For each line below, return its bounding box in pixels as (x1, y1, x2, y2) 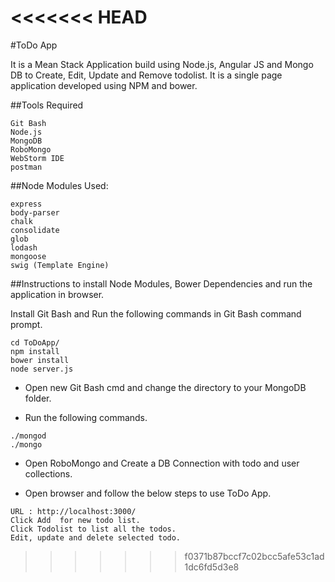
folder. (24, 392, 52, 404)
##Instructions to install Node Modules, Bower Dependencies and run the (10, 277, 313, 290)
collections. (24, 467, 73, 480)
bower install (10, 355, 70, 365)
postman (10, 162, 43, 172)
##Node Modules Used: (10, 179, 109, 191)
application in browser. (10, 288, 105, 300)
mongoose (10, 251, 47, 261)
